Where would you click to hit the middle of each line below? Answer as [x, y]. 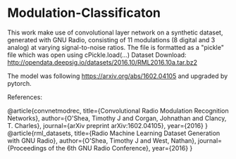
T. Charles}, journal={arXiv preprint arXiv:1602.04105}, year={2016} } [108, 125]
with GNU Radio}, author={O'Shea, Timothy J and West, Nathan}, [102, 140]
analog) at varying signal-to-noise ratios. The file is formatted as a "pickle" [116, 47]
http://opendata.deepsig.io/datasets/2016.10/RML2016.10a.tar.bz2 [102, 62]
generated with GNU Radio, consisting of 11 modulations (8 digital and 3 [111, 39]
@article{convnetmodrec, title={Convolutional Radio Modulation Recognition [118, 110]
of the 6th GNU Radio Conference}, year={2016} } [120, 148]
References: [25, 97]
